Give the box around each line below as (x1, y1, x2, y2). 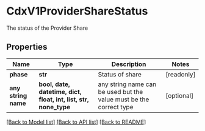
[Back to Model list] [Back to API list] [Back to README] (6, 118, 146, 126)
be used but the (98, 87, 143, 96)
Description (111, 59, 146, 68)
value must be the (98, 95, 149, 104)
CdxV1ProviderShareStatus (6, 4, 148, 18)
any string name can (98, 80, 157, 89)
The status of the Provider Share (6, 24, 88, 32)
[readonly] (165, 70, 196, 78)
